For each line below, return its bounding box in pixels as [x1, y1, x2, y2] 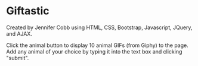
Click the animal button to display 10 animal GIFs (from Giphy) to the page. [6, 42, 189, 49]
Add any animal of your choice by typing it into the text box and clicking [6, 48, 182, 55]
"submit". [6, 54, 29, 61]
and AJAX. [6, 30, 33, 37]
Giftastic [6, 4, 49, 18]
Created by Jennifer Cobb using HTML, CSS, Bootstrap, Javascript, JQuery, [6, 24, 193, 31]
